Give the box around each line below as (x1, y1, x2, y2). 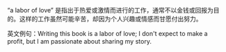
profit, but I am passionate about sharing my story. (7, 37, 152, 45)
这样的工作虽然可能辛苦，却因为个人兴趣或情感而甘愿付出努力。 (19, 15, 202, 23)
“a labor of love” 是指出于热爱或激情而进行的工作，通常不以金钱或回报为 (7, 6, 213, 14)
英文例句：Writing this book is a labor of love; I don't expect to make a (7, 30, 208, 37)
